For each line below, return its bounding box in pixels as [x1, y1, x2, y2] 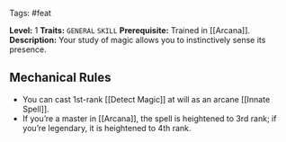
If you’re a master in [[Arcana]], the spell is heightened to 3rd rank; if [22, 112, 277, 124]
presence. [9, 44, 47, 55]
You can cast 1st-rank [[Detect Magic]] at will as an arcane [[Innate [22, 93, 271, 104]
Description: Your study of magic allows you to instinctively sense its [9, 35, 266, 45]
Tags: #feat [9, 8, 52, 18]
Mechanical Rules [9, 70, 112, 85]
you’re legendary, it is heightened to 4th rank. [22, 122, 192, 133]
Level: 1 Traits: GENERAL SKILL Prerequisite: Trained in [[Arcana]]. [9, 25, 250, 35]
